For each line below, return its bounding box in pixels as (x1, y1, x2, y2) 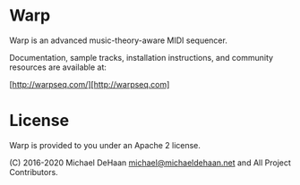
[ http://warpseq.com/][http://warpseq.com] (9, 79, 170, 89)
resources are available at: (9, 62, 107, 72)
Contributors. (9, 166, 58, 177)
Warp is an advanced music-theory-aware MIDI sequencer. (9, 35, 228, 46)
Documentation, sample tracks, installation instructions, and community (9, 52, 274, 63)
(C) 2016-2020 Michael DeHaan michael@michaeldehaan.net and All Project (9, 157, 291, 168)
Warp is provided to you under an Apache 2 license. (9, 139, 201, 150)
